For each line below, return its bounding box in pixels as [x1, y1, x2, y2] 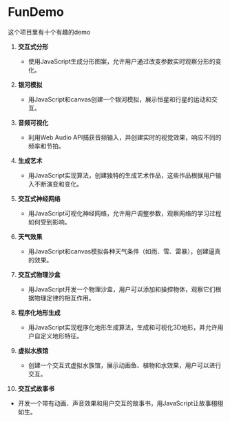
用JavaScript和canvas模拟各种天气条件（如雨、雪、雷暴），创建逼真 [28, 247, 221, 256]
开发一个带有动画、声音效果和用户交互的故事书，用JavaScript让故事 [17, 399, 212, 407]
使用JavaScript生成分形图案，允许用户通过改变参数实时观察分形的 [28, 57, 216, 66]
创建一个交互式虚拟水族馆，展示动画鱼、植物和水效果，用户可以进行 [28, 361, 222, 370]
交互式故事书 [17, 384, 54, 392]
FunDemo [8, 4, 64, 20]
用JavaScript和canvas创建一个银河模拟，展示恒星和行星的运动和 [28, 95, 212, 104]
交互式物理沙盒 [17, 270, 61, 278]
